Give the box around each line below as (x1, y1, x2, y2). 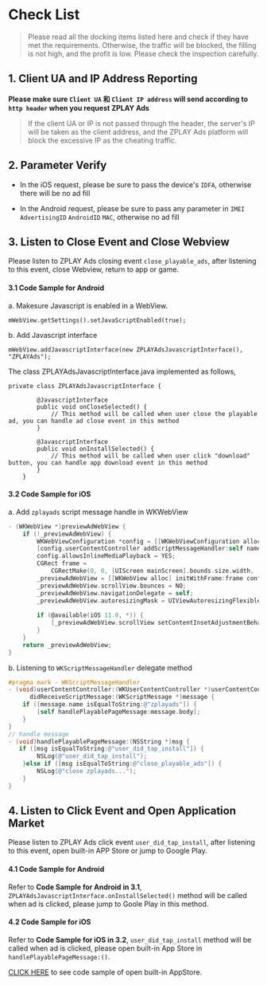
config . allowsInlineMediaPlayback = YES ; (37, 552, 176, 560)
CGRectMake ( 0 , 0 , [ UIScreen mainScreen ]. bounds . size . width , (50, 567, 254, 575)
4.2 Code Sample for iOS (8, 917, 91, 927)
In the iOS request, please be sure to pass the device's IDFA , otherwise (19, 179, 252, 189)
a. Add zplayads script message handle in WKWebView (8, 507, 188, 516)
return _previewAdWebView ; (22, 641, 112, 649)
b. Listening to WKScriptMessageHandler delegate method (8, 663, 193, 673)
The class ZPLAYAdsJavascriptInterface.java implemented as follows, (8, 367, 236, 376)
